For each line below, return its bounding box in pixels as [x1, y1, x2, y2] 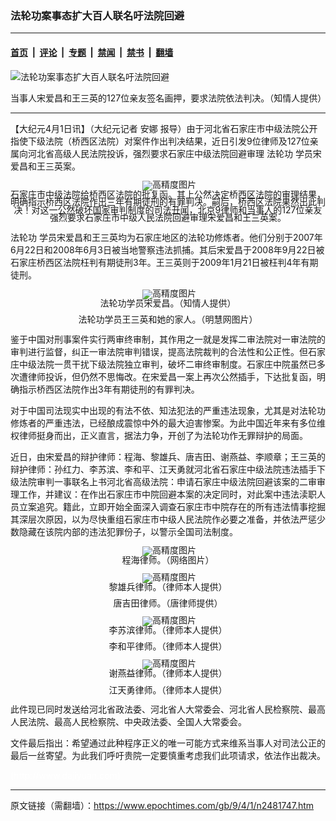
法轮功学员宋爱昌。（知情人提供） [99, 297, 237, 309]
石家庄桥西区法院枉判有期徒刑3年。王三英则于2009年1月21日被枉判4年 [10, 256, 302, 268]
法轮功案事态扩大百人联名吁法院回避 [10, 8, 185, 22]
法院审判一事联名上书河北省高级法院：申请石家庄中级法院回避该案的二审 [18, 476, 317, 488]
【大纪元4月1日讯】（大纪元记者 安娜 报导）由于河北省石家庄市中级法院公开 [10, 122, 318, 134]
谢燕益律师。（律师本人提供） [108, 667, 228, 679]
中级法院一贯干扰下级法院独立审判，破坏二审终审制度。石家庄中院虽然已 [18, 358, 317, 371]
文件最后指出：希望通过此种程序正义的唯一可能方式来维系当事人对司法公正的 [10, 737, 326, 749]
